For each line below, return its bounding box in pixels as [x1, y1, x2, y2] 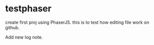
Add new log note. [5, 34, 43, 40]
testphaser [5, 3, 51, 14]
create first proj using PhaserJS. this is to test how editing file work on [5, 19, 149, 25]
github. [5, 24, 20, 30]
